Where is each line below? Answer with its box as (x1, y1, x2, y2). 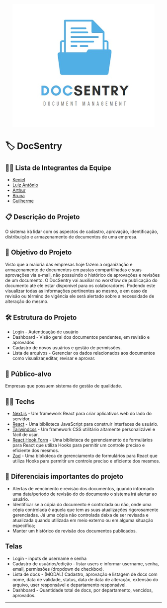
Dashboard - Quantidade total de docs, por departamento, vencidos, (12, 587, 153, 593)
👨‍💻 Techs (5, 397, 35, 406)
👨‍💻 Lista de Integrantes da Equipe (5, 163, 111, 172)
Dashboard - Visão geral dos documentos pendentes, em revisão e (12, 334, 150, 340)
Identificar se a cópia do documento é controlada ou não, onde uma (12, 501, 152, 507)
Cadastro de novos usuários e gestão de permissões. (12, 345, 122, 351)
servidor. (12, 416, 31, 422)
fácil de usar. (12, 432, 39, 438)
